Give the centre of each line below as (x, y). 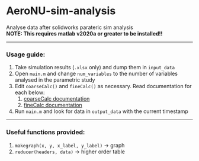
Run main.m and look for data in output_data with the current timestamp (101, 111)
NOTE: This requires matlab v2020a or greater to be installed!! (84, 33)
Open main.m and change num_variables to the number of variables (96, 74)
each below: (30, 92)
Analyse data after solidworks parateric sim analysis (70, 27)
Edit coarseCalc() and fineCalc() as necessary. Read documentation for (103, 86)
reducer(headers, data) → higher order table (70, 152)
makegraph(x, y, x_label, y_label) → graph (70, 145)
